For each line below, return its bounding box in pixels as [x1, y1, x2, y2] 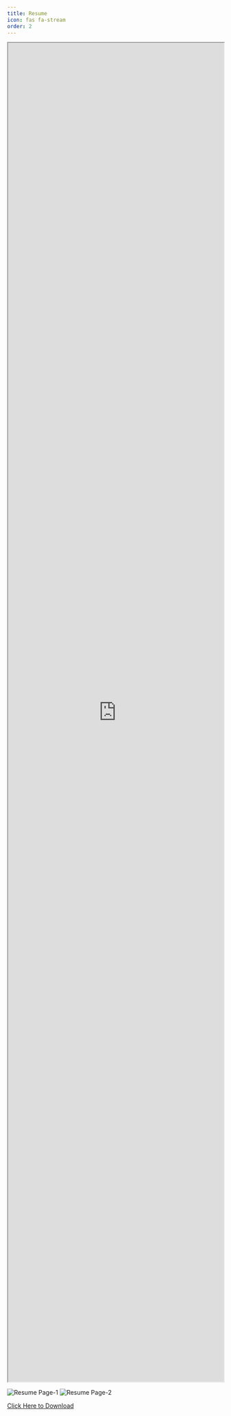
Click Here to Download [7, 1402, 74, 1410]
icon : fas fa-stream [7, 16, 66, 23]
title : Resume [7, 10, 48, 17]
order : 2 [7, 23, 32, 30]
